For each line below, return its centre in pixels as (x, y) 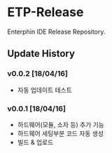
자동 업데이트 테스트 (44, 90)
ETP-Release (45, 12)
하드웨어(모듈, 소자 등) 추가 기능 (61, 124)
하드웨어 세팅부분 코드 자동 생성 (60, 133)
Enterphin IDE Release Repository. (56, 32)
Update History (41, 54)
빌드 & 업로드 (35, 142)
